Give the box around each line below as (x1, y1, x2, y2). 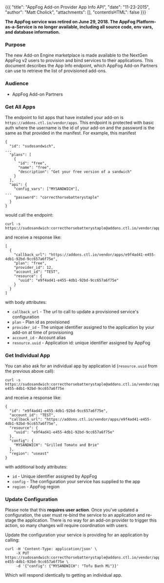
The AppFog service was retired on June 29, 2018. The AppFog (5, 19, 136, 24)
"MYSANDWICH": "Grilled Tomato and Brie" (14, 442, 99, 448)
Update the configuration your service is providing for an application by (5, 532, 149, 538)
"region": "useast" (9, 451, 49, 456)
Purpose (5, 41, 26, 48)
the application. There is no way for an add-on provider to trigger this (17, 517, 157, 523)
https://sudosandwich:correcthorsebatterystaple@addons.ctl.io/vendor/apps (5, 225, 163, 231)
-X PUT (16, 551, 29, 556)
